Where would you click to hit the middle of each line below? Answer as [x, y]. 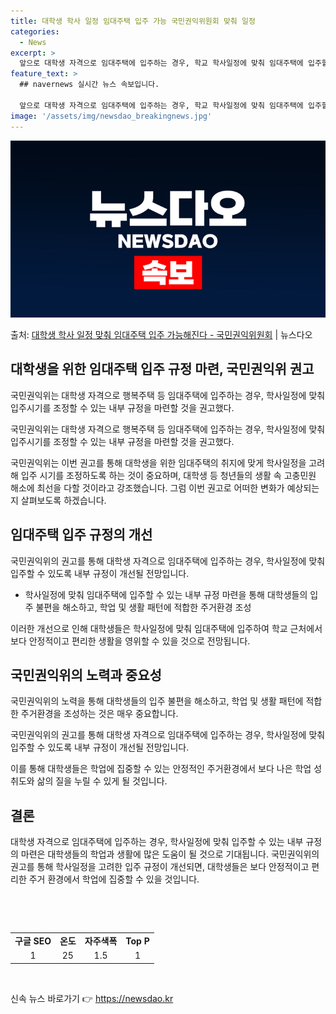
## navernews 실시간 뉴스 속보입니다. [89, 85]
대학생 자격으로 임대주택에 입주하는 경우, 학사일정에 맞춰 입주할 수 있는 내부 [157, 842]
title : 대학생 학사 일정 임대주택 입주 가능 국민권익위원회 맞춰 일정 [133, 21]
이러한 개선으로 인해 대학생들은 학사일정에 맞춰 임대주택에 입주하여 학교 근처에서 [166, 628]
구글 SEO [33, 941]
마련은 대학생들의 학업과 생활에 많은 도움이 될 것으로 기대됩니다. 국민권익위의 [170, 854]
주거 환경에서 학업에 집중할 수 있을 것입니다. [114, 879]
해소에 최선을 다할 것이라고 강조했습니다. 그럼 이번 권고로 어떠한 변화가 [147, 487]
